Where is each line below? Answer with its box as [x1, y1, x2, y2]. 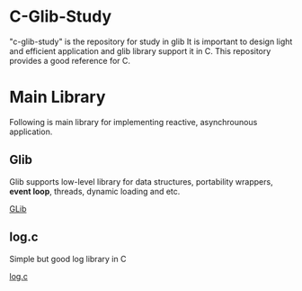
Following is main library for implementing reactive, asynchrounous [9, 116, 258, 127]
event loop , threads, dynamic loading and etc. [9, 186, 181, 196]
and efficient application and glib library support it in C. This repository [9, 45, 271, 56]
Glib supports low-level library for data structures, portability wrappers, [9, 176, 273, 186]
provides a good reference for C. [9, 55, 131, 66]
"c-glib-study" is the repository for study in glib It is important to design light [9, 36, 293, 47]
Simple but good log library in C [9, 253, 127, 264]
